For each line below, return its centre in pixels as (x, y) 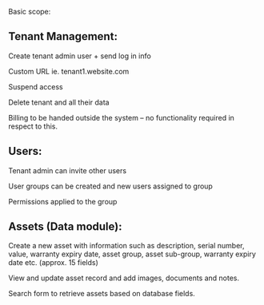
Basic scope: (30, 12)
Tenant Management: (63, 36)
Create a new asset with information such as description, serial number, (127, 246)
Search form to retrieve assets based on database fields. (102, 294)
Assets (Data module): (65, 227)
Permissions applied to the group (63, 201)
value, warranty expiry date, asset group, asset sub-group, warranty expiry (132, 254)
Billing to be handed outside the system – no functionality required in (121, 117)
